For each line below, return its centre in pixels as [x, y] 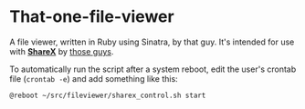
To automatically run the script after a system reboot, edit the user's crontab [153, 69]
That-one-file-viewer [92, 17]
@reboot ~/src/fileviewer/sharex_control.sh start [108, 95]
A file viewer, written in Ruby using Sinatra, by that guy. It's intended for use [152, 42]
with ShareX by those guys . [62, 51]
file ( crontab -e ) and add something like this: [94, 78]
